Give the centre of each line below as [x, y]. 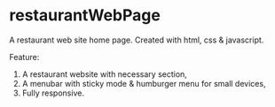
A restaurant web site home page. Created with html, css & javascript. [137, 40]
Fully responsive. [53, 93]
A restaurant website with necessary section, [105, 74]
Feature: [24, 57]
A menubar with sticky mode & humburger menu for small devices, [144, 83]
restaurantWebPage [85, 15]
